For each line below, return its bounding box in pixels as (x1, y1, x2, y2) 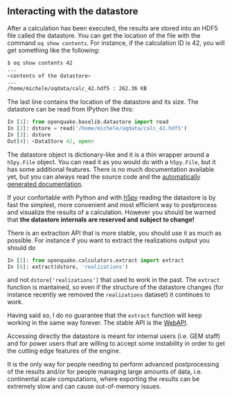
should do (7, 243, 36, 252)
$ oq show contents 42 (7, 59, 73, 67)
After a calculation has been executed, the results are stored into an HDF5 (7, 24, 218, 32)
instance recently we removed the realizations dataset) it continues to (7, 290, 211, 299)
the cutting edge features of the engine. (7, 346, 121, 355)
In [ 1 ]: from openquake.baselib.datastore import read (7, 118, 169, 125)
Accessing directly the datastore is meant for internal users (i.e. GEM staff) (7, 332, 220, 340)
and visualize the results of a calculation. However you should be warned (7, 208, 216, 216)
